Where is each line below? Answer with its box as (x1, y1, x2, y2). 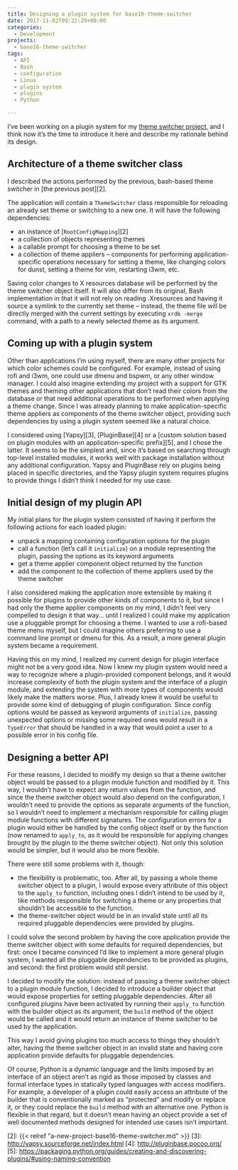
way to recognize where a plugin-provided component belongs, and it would (7, 670, 232, 679)
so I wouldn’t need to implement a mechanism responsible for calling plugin (7, 808, 229, 817)
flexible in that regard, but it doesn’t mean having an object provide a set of (7, 1110, 227, 1119)
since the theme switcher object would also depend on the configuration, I (7, 793, 225, 802)
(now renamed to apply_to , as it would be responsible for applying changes (7, 831, 229, 840)
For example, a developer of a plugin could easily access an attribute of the (7, 1087, 228, 1097)
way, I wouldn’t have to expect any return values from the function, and (7, 785, 216, 794)
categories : (7, 23, 43, 31)
